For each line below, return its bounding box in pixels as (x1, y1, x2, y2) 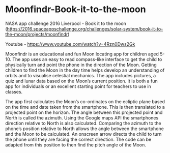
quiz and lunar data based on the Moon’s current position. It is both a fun (5, 78, 158, 84)
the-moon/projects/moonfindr (5, 31, 68, 37)
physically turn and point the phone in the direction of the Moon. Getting (5, 62, 157, 68)
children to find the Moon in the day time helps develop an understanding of (5, 67, 165, 73)
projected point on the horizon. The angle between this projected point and (5, 109, 163, 115)
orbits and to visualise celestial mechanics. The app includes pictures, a (5, 72, 156, 78)
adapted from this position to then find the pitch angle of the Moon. (5, 141, 147, 148)
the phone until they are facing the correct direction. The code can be (5, 136, 152, 142)
